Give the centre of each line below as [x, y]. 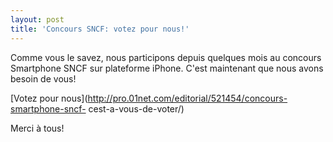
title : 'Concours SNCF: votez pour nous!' [100, 29]
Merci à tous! [37, 128]
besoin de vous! [43, 78]
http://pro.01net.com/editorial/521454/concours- [187, 98]
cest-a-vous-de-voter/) [136, 108]
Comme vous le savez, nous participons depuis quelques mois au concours [166, 57]
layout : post [37, 19]
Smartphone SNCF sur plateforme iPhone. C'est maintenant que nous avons [167, 68]
